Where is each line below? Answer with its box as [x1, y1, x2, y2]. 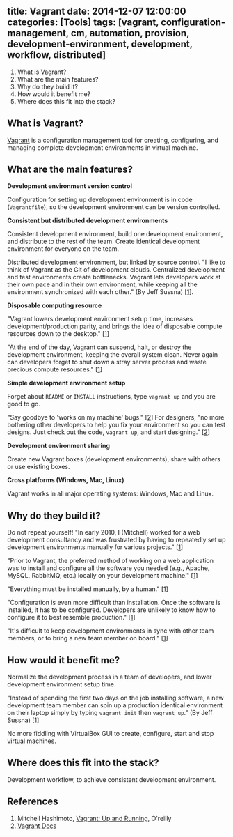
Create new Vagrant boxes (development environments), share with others [7, 455, 221, 463]
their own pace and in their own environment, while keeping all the [7, 280, 198, 289]
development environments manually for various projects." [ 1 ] [7, 543, 184, 551]
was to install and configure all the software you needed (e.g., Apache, [7, 564, 210, 572]
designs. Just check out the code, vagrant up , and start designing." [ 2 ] [7, 428, 211, 436]
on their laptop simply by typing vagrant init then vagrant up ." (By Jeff [7, 709, 213, 717]
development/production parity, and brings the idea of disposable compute [7, 322, 223, 330]
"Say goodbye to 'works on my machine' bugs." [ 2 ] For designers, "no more [7, 413, 225, 422]
